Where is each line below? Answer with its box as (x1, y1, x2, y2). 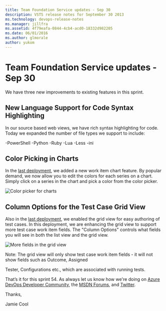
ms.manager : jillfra (5, 21, 48, 27)
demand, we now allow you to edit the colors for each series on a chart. (5, 173, 153, 179)
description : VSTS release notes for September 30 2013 (5, 12, 124, 17)
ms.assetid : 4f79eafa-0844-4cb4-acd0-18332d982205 (5, 26, 113, 31)
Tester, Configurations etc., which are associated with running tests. (5, 267, 146, 273)
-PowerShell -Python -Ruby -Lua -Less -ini (5, 140, 94, 146)
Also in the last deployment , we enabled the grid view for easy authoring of (5, 216, 160, 222)
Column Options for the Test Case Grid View (5, 202, 146, 211)
